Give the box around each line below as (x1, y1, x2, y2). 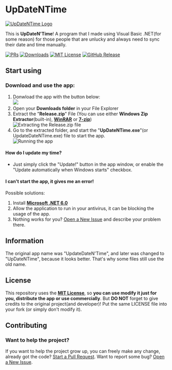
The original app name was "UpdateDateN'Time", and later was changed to (5, 250, 164, 256)
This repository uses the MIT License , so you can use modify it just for (5, 290, 157, 296)
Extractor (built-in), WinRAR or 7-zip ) (12, 116, 92, 122)
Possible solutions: (5, 190, 45, 196)
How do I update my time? (5, 150, 62, 156)
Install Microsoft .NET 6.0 (12, 200, 68, 206)
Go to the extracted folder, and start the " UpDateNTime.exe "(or (12, 127, 148, 133)
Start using (5, 66, 42, 75)
